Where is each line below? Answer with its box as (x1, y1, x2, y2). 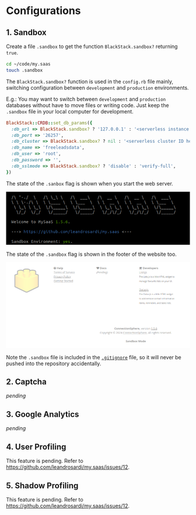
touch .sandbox (6, 67, 43, 73)
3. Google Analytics (6, 409, 79, 419)
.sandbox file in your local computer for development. (6, 108, 134, 115)
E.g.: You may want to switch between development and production (6, 95, 166, 102)
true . (6, 49, 19, 56)
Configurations (6, 4, 81, 18)
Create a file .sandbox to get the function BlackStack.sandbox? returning (6, 43, 178, 50)
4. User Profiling (6, 442, 66, 452)
